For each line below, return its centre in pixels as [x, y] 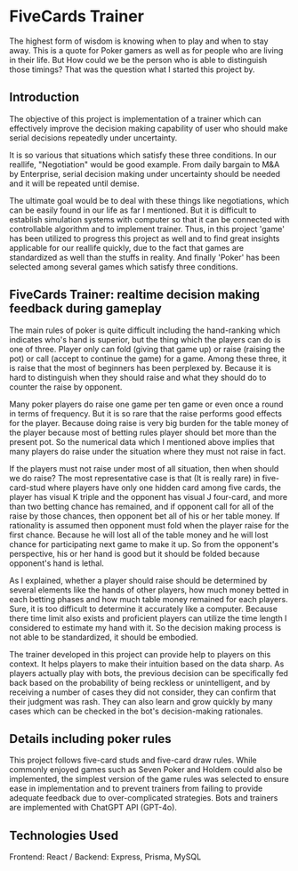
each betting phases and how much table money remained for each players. [149, 599]
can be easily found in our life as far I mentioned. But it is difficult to [133, 210]
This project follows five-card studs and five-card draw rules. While [133, 760]
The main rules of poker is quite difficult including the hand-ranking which [145, 330]
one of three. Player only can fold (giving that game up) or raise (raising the [147, 349]
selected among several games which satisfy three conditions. [124, 266]
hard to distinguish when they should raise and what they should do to [138, 377]
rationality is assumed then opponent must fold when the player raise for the [149, 525]
